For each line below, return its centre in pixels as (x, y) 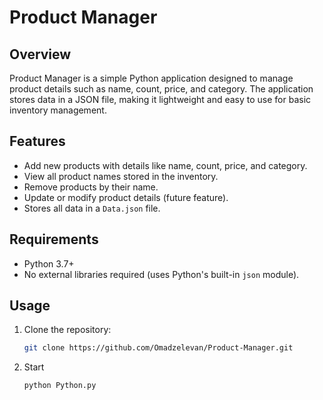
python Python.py (60, 386)
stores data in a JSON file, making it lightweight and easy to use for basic (160, 99)
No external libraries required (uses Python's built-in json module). (161, 274)
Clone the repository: (67, 330)
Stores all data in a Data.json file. (92, 208)
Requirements (54, 239)
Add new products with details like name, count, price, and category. (165, 165)
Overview (40, 54)
